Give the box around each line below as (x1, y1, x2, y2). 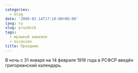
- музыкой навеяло (9, 35, 48, 40)
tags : (5, 30, 16, 35)
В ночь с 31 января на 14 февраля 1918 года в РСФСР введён (5, 57, 134, 63)
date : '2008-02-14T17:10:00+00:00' (5, 16, 79, 21)
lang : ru (5, 21, 23, 26)
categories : (5, 7, 30, 12)
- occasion (9, 39, 32, 44)
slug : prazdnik (5, 25, 37, 30)
